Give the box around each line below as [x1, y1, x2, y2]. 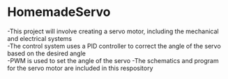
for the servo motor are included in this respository [7, 64, 153, 72]
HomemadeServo [7, 4, 111, 20]
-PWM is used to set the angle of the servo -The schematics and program [7, 56, 219, 64]
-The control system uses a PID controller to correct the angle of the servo [7, 42, 221, 50]
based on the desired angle [7, 49, 86, 58]
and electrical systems [7, 34, 72, 42]
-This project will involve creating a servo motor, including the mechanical [7, 27, 219, 35]
